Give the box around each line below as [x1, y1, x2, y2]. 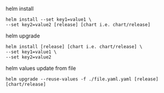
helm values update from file [5, 65, 76, 72]
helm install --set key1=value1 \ [5, 17, 92, 23]
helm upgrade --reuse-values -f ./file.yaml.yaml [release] [5, 76, 159, 82]
